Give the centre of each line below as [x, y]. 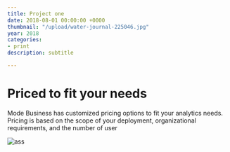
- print [19, 46]
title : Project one [36, 14]
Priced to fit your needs [77, 94]
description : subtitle [40, 53]
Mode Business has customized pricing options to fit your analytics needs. [115, 113]
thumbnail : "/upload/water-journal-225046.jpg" [78, 27]
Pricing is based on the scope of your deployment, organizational [102, 120]
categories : [25, 40]
